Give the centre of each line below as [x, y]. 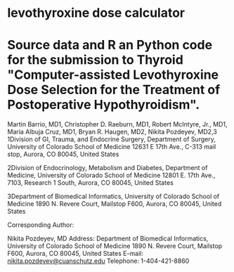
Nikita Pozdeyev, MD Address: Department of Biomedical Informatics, [108, 239]
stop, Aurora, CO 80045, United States [63, 154]
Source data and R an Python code [110, 45]
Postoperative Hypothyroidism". [104, 105]
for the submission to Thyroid [96, 60]
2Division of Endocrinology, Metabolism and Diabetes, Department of [108, 168]
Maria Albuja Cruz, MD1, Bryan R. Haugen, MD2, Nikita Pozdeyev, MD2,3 [112, 132]
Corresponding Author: [41, 225]
